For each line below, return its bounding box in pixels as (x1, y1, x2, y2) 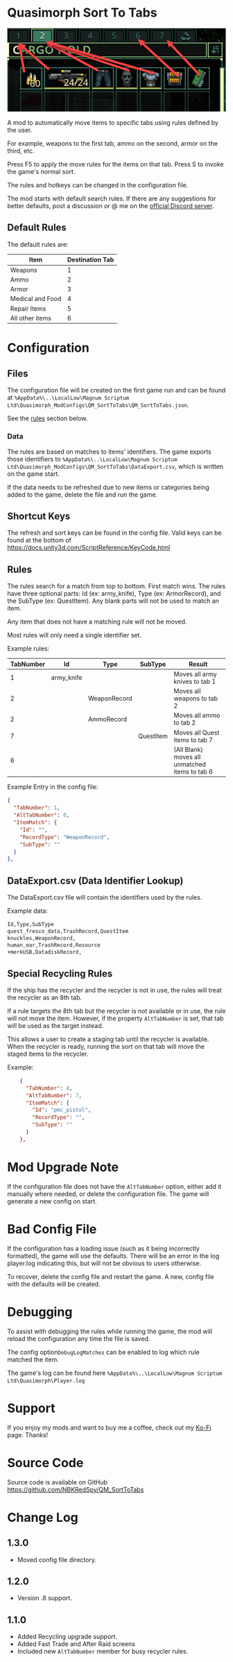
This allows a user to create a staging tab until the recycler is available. (7, 1035, 209, 1043)
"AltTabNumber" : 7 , (25, 1092, 82, 1099)
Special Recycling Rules (7, 968, 113, 979)
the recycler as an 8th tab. (7, 993, 83, 1002)
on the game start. (7, 470, 60, 478)
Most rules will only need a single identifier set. (7, 631, 142, 640)
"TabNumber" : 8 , (25, 1084, 73, 1092)
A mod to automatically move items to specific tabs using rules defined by (7, 118, 218, 126)
